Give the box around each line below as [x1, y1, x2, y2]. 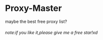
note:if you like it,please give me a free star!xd [5, 30, 98, 35]
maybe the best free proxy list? [5, 19, 67, 24]
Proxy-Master [5, 3, 62, 14]
